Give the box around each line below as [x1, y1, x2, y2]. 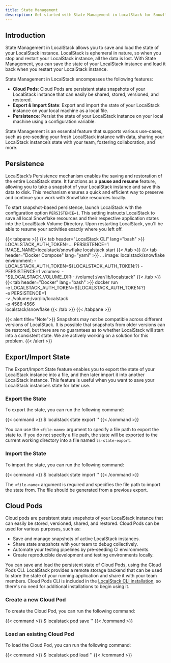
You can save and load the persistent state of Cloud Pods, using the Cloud [5, 562, 161, 568]
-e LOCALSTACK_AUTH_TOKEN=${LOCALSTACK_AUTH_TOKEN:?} [5, 285, 146, 291]
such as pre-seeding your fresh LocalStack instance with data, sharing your [5, 134, 164, 140]
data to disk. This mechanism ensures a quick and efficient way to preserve [5, 189, 164, 195]
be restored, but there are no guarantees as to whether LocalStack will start [5, 327, 164, 333]
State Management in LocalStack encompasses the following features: [5, 76, 154, 82]
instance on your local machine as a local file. [12, 108, 108, 114]
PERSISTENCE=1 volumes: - [5, 269, 64, 275]
